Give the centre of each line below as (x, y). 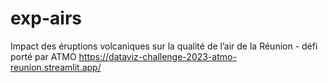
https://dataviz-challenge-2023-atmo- (157, 56)
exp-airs (46, 18)
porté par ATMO (43, 56)
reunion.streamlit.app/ (56, 67)
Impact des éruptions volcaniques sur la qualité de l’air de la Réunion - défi (164, 46)
